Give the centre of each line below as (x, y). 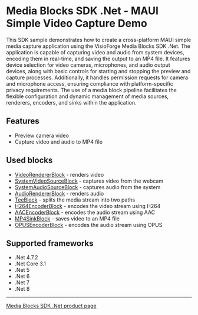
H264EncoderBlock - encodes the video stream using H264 (88, 206)
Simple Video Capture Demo (77, 23)
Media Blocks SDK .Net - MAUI (82, 11)
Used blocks (29, 160)
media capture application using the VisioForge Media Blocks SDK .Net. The (98, 46)
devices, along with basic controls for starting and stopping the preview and (98, 71)
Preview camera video (42, 135)
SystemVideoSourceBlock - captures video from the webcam (89, 181)
